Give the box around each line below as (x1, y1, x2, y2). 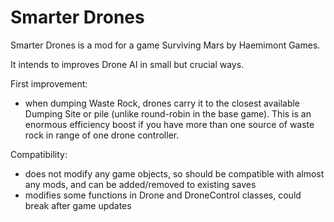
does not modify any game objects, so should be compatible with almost (24, 167, 325, 180)
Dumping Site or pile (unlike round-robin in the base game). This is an (24, 107, 312, 120)
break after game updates (24, 199, 132, 211)
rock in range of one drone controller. (24, 129, 180, 141)
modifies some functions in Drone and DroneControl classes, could (24, 189, 302, 201)
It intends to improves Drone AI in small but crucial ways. (10, 58, 245, 70)
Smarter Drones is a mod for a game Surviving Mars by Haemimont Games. (10, 39, 321, 51)
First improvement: (10, 77, 88, 90)
